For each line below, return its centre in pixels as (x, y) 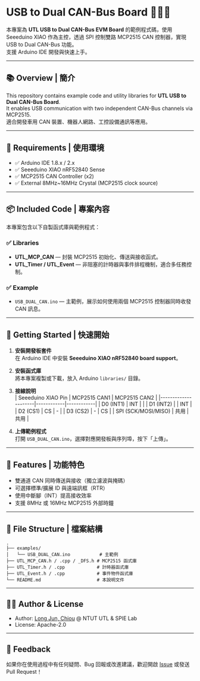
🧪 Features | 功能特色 (46, 465)
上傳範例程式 (30, 431)
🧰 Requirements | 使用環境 (55, 148)
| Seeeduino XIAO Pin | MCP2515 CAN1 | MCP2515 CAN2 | (86, 397)
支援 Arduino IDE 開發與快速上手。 (48, 52)
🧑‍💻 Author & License (45, 604)
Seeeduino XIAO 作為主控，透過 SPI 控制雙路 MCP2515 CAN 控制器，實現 (96, 37)
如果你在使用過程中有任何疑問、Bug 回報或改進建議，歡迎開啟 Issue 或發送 (98, 664)
